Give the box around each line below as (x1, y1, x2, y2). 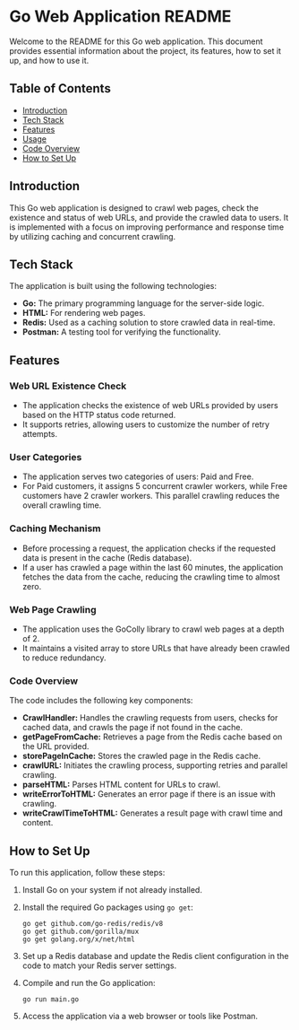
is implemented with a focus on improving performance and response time (9, 222, 285, 232)
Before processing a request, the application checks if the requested (21, 543, 276, 554)
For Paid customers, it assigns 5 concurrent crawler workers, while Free (21, 481, 288, 492)
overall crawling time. (21, 500, 102, 511)
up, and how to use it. (9, 55, 90, 65)
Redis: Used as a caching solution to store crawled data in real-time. (21, 317, 276, 328)
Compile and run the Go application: (21, 978, 156, 989)
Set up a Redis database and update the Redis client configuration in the (21, 951, 289, 962)
